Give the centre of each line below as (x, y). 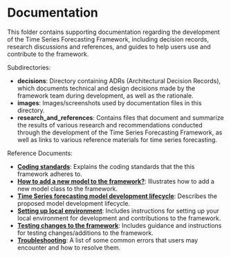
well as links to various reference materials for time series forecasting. (117, 139)
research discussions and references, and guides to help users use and (109, 46)
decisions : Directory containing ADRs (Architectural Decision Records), (119, 80)
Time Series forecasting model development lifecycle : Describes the (117, 196)
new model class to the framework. (67, 188)
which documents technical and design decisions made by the (106, 88)
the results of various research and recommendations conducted (110, 125)
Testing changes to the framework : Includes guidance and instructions (119, 225)
